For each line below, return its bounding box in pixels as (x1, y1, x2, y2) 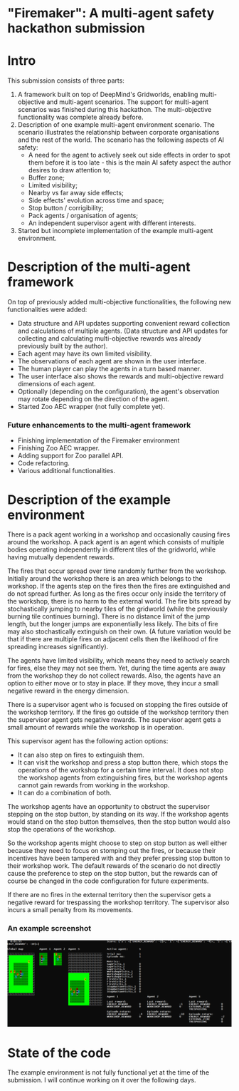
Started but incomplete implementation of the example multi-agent (17, 227, 213, 235)
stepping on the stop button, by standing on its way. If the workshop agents (7, 810, 229, 819)
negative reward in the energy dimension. (7, 686, 129, 696)
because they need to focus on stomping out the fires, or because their (7, 847, 216, 855)
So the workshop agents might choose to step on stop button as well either (7, 839, 228, 847)
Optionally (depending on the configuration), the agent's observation (17, 387, 220, 396)
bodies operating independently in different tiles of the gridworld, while (7, 545, 216, 554)
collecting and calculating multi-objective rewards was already (17, 334, 201, 343)
